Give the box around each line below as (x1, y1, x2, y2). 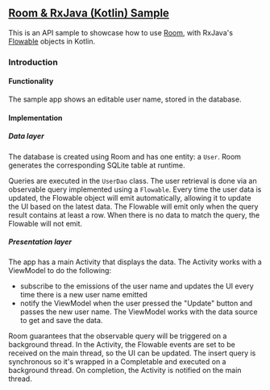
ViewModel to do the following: (8, 266, 111, 276)
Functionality (8, 77, 54, 86)
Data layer (8, 131, 44, 141)
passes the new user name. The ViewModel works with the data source (19, 307, 258, 317)
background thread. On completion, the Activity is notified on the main (8, 366, 242, 375)
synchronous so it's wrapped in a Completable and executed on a (8, 357, 226, 367)
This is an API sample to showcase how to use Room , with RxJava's (8, 27, 234, 37)
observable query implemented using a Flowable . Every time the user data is (8, 185, 262, 194)
